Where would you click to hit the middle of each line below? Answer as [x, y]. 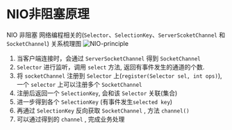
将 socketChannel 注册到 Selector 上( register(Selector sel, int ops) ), [119, 75]
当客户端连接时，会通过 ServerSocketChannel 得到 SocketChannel [108, 58]
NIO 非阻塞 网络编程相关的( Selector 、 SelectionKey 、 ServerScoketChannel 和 [116, 35]
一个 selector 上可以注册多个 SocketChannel [79, 84]
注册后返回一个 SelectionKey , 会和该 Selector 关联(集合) [97, 93]
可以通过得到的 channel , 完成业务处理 [71, 119]
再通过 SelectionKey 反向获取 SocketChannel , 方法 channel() [103, 110]
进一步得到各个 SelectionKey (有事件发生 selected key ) [94, 101]
